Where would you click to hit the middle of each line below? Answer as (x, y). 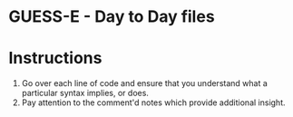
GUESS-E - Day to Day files (112, 17)
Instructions (55, 58)
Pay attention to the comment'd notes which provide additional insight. (154, 102)
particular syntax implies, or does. (85, 93)
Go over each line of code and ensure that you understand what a (145, 83)
